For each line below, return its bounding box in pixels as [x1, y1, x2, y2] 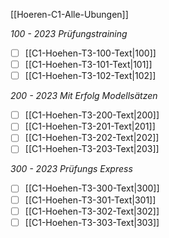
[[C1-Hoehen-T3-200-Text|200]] [24, 109, 160, 121]
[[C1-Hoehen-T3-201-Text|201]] [24, 120, 156, 133]
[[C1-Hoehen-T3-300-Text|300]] [24, 182, 160, 194]
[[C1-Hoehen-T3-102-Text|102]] [24, 70, 157, 82]
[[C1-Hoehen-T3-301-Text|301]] [24, 194, 157, 206]
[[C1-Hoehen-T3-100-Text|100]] [24, 47, 157, 59]
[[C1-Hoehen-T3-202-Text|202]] [24, 132, 160, 144]
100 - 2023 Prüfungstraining [10, 28, 128, 39]
